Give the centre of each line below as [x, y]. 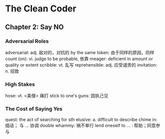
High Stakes [20, 84]
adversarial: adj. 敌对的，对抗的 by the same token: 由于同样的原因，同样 [80, 52]
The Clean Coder [41, 9]
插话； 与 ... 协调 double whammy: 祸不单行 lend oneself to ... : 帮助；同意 [81, 126]
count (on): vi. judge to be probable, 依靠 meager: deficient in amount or [79, 59]
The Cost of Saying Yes [34, 109]
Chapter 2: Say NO [35, 27]
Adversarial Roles [27, 41]
